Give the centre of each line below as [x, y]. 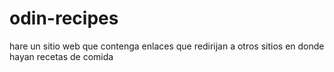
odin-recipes [64, 18]
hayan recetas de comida [61, 56]
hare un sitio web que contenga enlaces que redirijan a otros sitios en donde [167, 46]
